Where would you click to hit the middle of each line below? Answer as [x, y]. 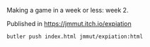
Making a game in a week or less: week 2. [68, 10]
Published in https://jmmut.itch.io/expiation [69, 23]
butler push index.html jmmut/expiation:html [75, 36]
